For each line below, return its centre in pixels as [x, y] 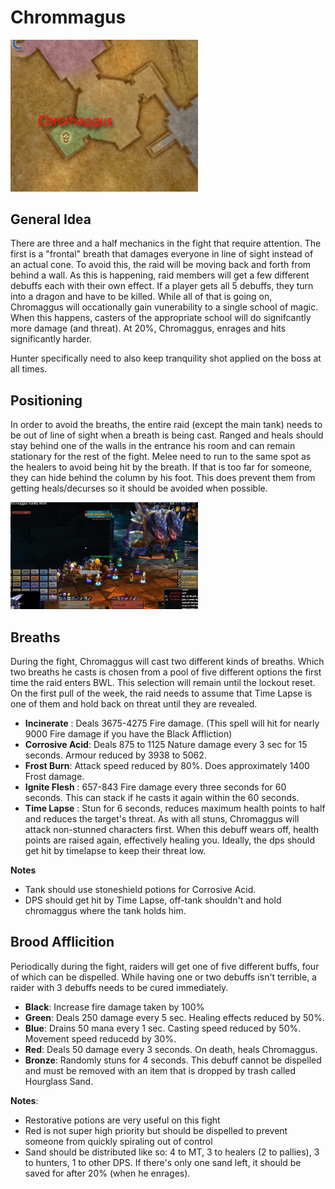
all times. [29, 369]
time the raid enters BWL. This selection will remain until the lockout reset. [163, 682]
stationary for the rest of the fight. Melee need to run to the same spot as [161, 457]
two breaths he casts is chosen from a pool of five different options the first [166, 672]
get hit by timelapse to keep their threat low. [115, 850]
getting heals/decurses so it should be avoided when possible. [139, 488]
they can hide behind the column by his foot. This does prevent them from [163, 478]
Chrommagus [68, 17]
